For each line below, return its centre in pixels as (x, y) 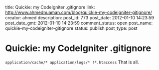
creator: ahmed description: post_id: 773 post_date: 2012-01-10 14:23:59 (80, 18)
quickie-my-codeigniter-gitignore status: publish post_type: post (72, 28)
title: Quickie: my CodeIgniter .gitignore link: (50, 7)
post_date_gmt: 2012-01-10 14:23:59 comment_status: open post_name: (79, 23)
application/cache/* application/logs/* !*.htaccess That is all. (72, 62)
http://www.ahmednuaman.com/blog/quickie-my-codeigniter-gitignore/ (79, 12)
